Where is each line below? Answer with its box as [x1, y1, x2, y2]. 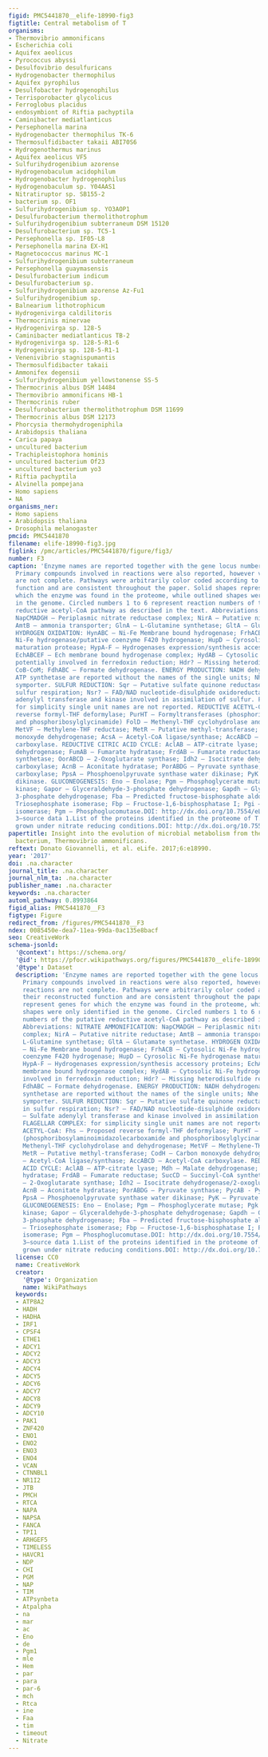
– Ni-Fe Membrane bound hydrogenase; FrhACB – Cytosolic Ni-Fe [22, 1045, 238, 1053]
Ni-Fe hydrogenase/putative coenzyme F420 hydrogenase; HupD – [15, 637, 230, 645]
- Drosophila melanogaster [8, 525, 98, 533]
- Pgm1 [15, 1647, 37, 1655]
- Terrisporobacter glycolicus [8, 94, 112, 102]
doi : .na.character [8, 859, 73, 868]
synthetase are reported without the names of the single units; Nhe [22, 1089, 259, 1098]
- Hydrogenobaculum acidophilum [8, 168, 116, 176]
